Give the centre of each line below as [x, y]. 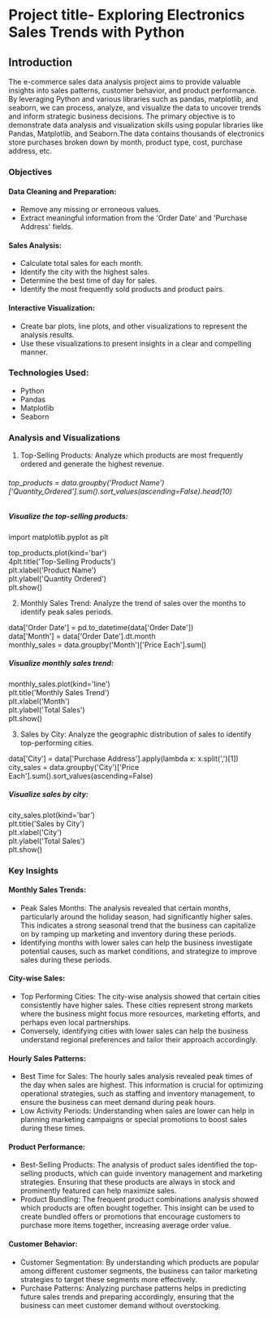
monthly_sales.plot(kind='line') [60, 684]
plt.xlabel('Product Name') [52, 570]
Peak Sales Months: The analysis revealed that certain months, [125, 907]
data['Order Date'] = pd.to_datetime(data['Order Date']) [101, 627]
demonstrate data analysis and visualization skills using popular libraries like [136, 125]
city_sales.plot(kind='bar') [52, 815]
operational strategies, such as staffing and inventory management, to [138, 1094]
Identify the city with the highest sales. [85, 272]
